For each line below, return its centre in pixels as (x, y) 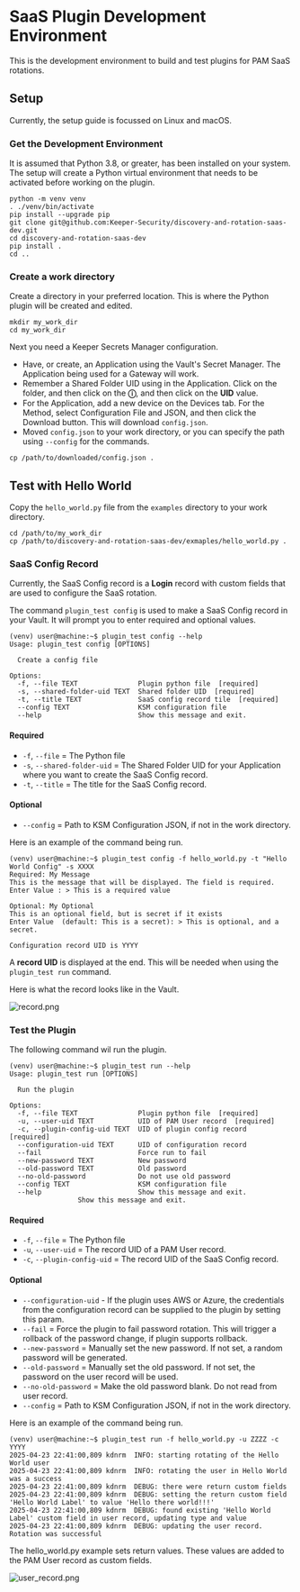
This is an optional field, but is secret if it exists (116, 914)
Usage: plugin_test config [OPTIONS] (80, 645)
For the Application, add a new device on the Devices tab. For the (143, 404)
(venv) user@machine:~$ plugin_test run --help (100, 1066)
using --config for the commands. (86, 441)
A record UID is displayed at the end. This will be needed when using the (144, 962)
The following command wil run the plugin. (88, 1050)
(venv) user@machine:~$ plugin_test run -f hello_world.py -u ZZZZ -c (144, 1439)
